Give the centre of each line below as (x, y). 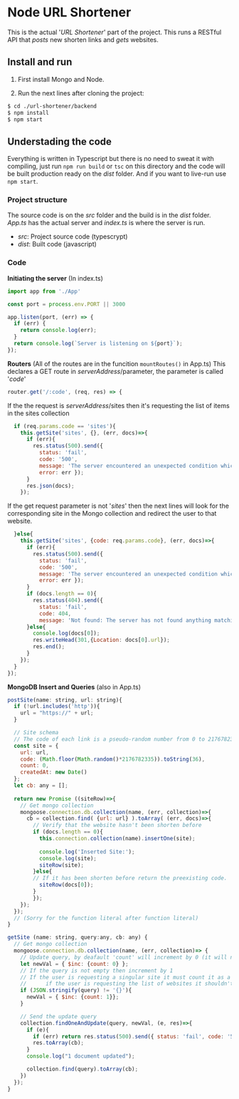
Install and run (40, 62)
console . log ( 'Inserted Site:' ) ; (87, 852)
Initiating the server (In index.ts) (55, 278)
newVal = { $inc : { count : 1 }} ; (73, 997)
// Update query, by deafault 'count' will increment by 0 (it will (124, 957)
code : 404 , (55, 613)
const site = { (36, 746)
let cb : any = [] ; (41, 786)
